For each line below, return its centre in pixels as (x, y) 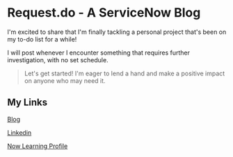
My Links (27, 103)
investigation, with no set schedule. (58, 59)
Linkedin (19, 132)
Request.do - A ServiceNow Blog (104, 13)
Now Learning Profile (38, 146)
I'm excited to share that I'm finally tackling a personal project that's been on (117, 32)
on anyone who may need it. (65, 80)
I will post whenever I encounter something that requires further (98, 53)
